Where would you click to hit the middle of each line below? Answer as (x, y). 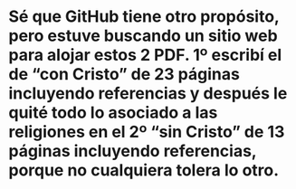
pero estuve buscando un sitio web (143, 36)
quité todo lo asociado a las (113, 113)
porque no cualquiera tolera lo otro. (144, 170)
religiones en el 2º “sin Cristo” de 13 (147, 132)
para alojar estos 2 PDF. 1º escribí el (145, 55)
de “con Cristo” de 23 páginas (124, 75)
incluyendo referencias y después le (148, 94)
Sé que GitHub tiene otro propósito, (144, 17)
